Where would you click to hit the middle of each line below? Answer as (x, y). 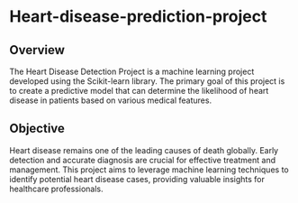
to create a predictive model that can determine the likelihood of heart (139, 91)
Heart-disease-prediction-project (138, 17)
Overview (37, 50)
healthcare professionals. (56, 189)
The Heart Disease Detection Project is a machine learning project (132, 71)
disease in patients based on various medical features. (111, 100)
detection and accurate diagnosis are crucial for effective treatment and (143, 160)
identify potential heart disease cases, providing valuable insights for (137, 179)
